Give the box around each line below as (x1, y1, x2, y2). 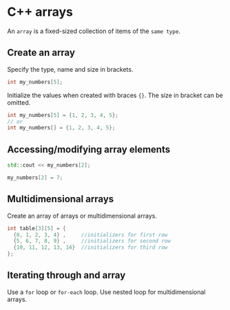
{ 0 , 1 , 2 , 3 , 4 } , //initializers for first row (13, 231, 168, 238)
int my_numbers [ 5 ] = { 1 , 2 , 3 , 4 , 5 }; (7, 112, 118, 118)
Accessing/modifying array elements (7, 143, 171, 155)
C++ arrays (7, 4, 74, 20)
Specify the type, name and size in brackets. (7, 65, 134, 73)
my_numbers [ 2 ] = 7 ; (7, 174, 63, 181)
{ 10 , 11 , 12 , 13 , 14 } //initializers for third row (13, 244, 168, 251)
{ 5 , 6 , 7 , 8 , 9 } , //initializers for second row (13, 238, 171, 245)
